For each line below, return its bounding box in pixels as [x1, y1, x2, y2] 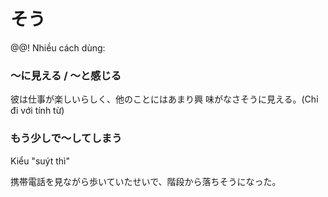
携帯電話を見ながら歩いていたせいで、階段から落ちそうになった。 [10, 175, 282, 187]
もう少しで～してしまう [10, 131, 123, 145]
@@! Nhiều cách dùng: [10, 41, 106, 54]
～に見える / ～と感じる [10, 68, 122, 82]
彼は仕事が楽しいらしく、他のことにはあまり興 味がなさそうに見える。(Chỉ [10, 93, 319, 105]
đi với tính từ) [10, 105, 65, 117]
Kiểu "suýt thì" [10, 155, 70, 167]
